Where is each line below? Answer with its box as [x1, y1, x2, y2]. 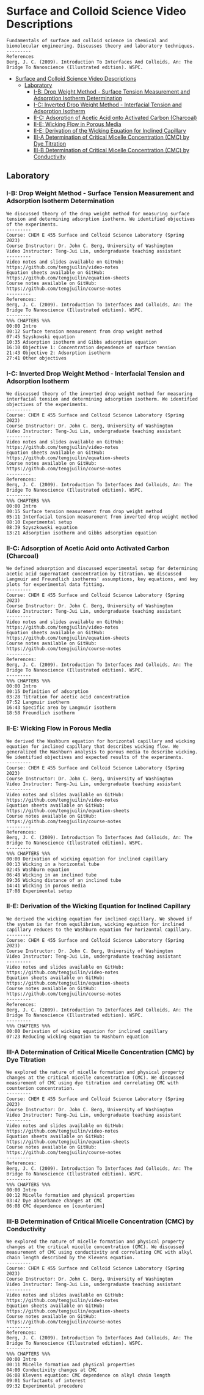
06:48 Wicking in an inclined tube [6, 871, 97, 878]
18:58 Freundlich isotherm [6, 710, 75, 716]
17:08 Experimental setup [6, 888, 72, 894]
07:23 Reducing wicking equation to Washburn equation [6, 1034, 149, 1040]
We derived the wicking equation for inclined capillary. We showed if [6, 916, 192, 922]
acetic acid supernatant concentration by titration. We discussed [6, 571, 182, 577]
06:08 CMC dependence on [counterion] [6, 1203, 105, 1209]
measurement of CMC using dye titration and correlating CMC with [6, 1080, 179, 1086]
